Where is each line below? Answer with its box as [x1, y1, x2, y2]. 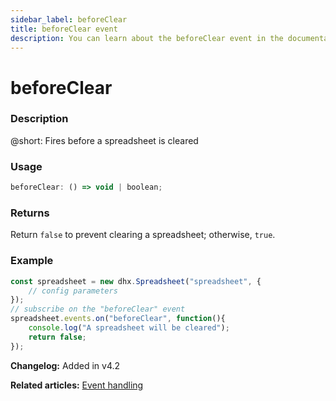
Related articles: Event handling [10, 379, 144, 391]
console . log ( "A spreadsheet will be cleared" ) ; [28, 323, 230, 333]
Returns [10, 206, 50, 220]
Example [10, 254, 54, 268]
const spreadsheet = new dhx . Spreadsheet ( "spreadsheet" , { [10, 276, 262, 286]
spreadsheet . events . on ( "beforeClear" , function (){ [10, 314, 226, 324]
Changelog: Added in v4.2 [10, 359, 121, 371]
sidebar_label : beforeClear [10, 14, 128, 25]
